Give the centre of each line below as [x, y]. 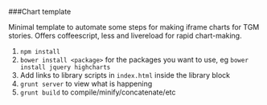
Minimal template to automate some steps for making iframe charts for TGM [134, 27]
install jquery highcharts [65, 67]
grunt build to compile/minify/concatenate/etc [98, 92]
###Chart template [40, 12]
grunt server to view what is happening [86, 84]
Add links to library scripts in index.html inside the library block [125, 75]
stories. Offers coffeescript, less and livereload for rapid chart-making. [125, 36]
